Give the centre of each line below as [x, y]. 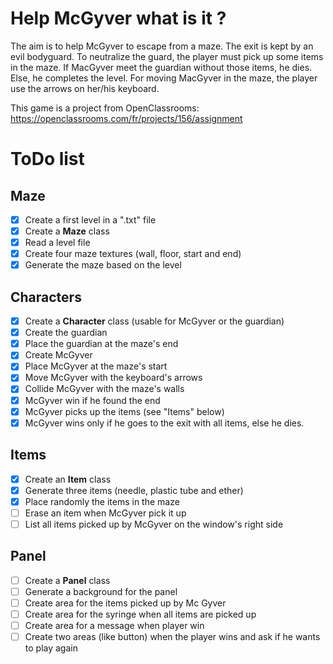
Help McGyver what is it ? [118, 18]
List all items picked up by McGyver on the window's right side [154, 524]
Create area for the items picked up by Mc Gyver [125, 603]
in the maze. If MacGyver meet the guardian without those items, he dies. [161, 67]
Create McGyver [58, 355]
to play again [51, 648]
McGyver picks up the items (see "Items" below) [124, 411]
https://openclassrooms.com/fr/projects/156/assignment [126, 118]
